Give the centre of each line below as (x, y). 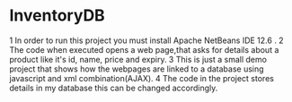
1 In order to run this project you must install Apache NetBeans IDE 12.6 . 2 (147, 40)
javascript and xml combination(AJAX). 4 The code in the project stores (142, 78)
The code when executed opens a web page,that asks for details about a (144, 49)
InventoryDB (57, 16)
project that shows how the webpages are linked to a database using (137, 69)
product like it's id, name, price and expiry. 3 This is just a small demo (138, 59)
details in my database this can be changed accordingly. (114, 88)
